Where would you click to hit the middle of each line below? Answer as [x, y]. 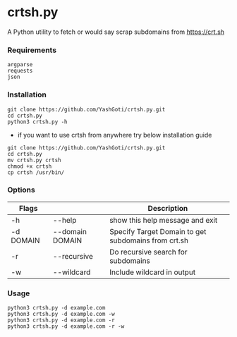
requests [20, 71]
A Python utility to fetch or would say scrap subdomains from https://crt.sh [116, 32]
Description [168, 208]
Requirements [32, 50]
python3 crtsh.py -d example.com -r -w [66, 326]
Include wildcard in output [152, 272]
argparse [20, 65]
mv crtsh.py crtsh [34, 160]
